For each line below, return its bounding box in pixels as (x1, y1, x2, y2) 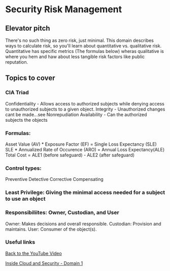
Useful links (5, 238, 36, 246)
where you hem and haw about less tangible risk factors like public (5, 53, 145, 60)
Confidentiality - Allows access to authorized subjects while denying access (5, 100, 165, 106)
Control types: (5, 165, 42, 172)
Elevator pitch (5, 24, 50, 33)
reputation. (5, 59, 28, 65)
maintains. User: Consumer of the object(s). (5, 226, 97, 232)
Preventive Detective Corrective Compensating (5, 176, 104, 182)
